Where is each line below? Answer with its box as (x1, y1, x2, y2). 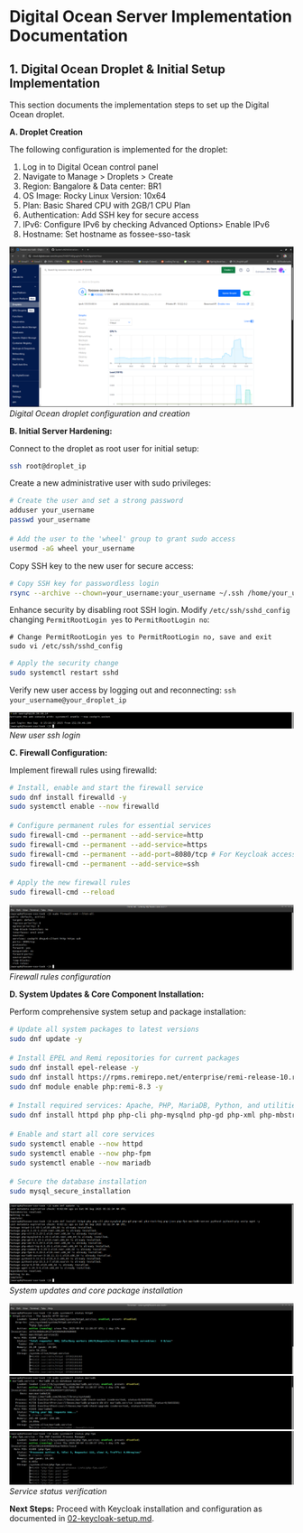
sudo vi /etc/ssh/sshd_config (9, 642, 124, 651)
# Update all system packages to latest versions (9, 1025, 200, 1035)
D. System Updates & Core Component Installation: (9, 989, 205, 999)
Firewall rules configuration (9, 971, 111, 982)
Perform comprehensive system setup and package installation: (9, 1007, 246, 1017)
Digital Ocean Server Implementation (9, 6, 293, 27)
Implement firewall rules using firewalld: (9, 765, 158, 776)
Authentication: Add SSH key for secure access (22, 209, 199, 220)
